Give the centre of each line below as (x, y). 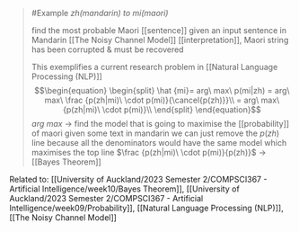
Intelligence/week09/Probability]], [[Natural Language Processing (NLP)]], (147, 208)
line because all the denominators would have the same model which (159, 143)
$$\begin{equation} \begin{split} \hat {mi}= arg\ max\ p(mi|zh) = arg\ (162, 90)
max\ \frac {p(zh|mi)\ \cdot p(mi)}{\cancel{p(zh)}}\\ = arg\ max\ (162, 100)
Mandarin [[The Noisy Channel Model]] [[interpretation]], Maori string (160, 40)
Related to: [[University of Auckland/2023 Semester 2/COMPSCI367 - (138, 179)
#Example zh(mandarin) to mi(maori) (100, 13)
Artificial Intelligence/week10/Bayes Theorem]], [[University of (124, 189)
